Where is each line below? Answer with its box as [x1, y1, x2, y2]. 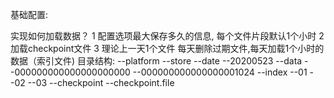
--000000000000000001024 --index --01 [132, 66, 308, 78]
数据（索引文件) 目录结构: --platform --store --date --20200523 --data [10, 55, 303, 67]
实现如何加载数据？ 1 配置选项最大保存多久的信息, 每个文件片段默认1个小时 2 [10, 30, 325, 42]
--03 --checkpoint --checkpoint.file [27, 77, 175, 88]
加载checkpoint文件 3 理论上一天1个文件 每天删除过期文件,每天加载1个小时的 [10, 43, 325, 54]
